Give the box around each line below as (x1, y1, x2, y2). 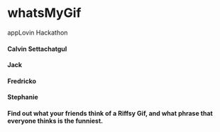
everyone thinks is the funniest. (7, 116, 104, 125)
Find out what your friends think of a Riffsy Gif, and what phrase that (7, 109, 213, 117)
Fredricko (7, 76, 37, 85)
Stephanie (7, 93, 39, 102)
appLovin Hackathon (7, 28, 68, 37)
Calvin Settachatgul (7, 44, 67, 53)
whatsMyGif (7, 5, 82, 21)
